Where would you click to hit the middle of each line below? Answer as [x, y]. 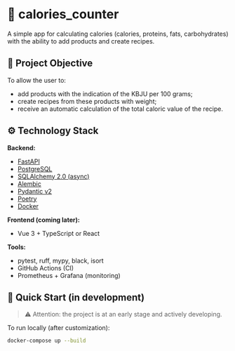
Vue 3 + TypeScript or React [59, 233]
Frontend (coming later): [44, 220]
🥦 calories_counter [63, 14]
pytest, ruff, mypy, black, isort [60, 260]
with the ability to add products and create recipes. [81, 41]
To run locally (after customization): [59, 328]
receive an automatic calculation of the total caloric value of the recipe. [120, 109]
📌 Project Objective [50, 64]
